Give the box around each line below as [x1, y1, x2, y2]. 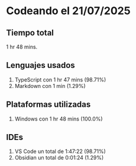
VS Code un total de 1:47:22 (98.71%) [14, 148, 106, 155]
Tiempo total [6, 28, 54, 38]
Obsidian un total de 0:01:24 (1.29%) [14, 154, 104, 161]
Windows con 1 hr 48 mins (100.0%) [14, 115, 103, 122]
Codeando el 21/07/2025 [6, 4, 131, 18]
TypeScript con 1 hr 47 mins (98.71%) [14, 76, 106, 83]
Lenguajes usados [6, 60, 75, 70]
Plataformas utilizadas [6, 99, 91, 110]
